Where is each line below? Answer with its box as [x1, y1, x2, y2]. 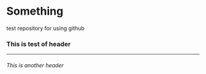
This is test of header [6, 40, 71, 48]
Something [6, 4, 64, 18]
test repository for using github [6, 24, 85, 32]
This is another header [6, 61, 64, 68]
